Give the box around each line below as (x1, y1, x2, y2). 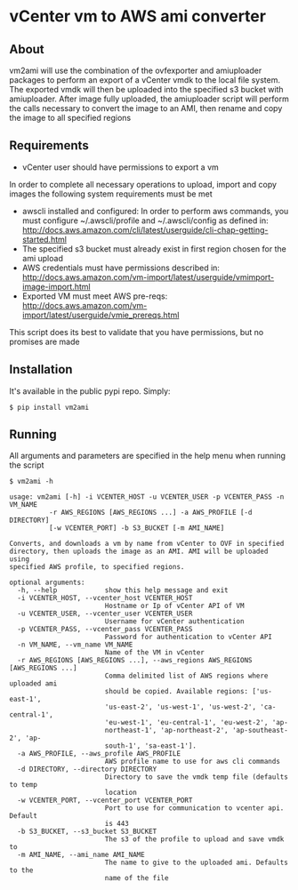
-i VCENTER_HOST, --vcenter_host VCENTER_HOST (17, 594, 193, 603)
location (104, 789, 138, 798)
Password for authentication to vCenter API (104, 633, 273, 642)
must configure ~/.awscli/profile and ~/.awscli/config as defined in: (21, 215, 269, 226)
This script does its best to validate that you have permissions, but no (9, 326, 264, 337)
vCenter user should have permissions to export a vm (21, 162, 220, 172)
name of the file (104, 874, 169, 883)
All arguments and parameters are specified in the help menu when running (9, 451, 286, 461)
